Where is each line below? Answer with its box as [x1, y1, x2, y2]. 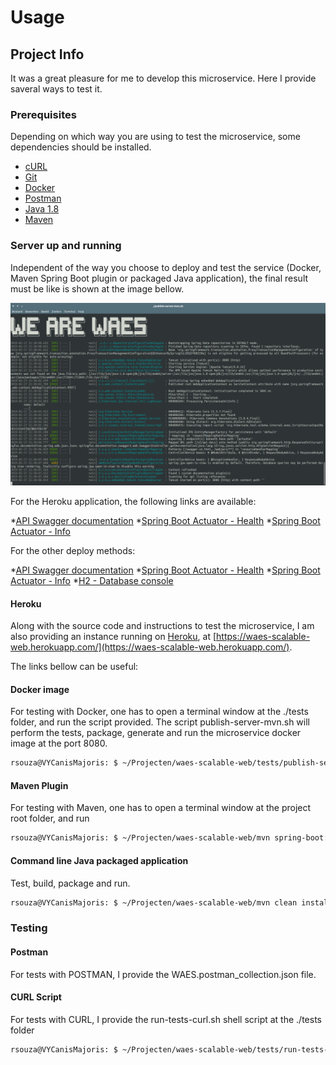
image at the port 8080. [10, 737, 108, 750]
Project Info [10, 46, 85, 63]
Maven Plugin [10, 779, 69, 791]
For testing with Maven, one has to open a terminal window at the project [10, 802, 312, 814]
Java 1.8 [24, 203, 60, 215]
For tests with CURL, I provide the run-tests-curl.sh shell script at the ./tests [10, 1013, 322, 1025]
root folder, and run [10, 812, 90, 825]
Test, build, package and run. [10, 877, 131, 889]
